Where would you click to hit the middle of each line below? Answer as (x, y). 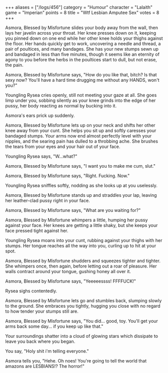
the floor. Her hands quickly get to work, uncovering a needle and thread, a (83, 44)
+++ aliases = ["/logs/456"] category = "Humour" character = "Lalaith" (79, 7)
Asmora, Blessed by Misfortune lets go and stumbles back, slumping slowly (83, 300)
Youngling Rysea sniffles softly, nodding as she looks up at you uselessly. (81, 185)
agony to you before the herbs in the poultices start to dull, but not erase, (81, 59)
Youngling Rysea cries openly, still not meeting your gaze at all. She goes (81, 95)
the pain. (14, 65)
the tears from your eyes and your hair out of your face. (63, 147)
